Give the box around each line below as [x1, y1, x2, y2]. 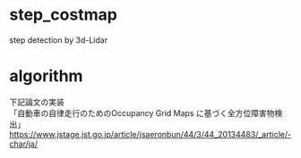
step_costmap [9, 4, 118, 25]
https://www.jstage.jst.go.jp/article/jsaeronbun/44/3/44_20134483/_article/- [9, 129, 292, 139]
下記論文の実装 [9, 96, 64, 107]
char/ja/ [9, 138, 39, 149]
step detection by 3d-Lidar [9, 34, 108, 46]
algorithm [9, 66, 83, 87]
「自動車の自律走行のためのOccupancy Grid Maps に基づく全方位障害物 [9, 107, 275, 118]
